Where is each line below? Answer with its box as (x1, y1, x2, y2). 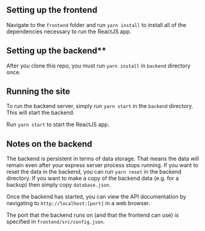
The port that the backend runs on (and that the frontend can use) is (6, 211, 179, 219)
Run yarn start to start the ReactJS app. (6, 121, 110, 128)
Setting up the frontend (6, 5, 98, 15)
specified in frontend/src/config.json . (6, 218, 106, 225)
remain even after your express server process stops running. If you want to (6, 162, 198, 169)
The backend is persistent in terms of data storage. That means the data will (6, 155, 199, 162)
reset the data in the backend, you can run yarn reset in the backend (6, 168, 182, 176)
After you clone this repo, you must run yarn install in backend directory (6, 61, 191, 69)
